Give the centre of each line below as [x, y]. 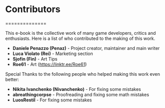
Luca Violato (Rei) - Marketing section [53, 53]
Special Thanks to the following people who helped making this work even [83, 74]
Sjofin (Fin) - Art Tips [35, 59]
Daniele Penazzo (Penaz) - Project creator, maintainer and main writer [86, 48]
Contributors [33, 9]
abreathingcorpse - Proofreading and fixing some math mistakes [81, 94]
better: [12, 79]
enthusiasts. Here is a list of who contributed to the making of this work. [80, 38]
